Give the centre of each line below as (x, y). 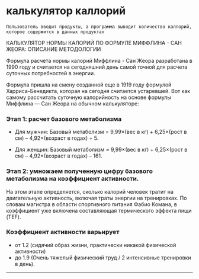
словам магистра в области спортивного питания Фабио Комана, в (92, 204)
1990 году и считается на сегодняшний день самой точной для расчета (97, 67)
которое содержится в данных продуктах (55, 32)
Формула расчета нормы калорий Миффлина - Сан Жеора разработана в (99, 60)
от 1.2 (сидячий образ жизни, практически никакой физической (95, 245)
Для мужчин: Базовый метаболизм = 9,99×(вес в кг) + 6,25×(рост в (101, 132)
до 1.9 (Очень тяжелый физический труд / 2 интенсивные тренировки (103, 257)
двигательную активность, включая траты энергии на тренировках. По (97, 198)
